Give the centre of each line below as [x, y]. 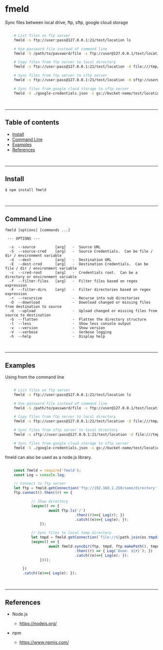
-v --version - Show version [57, 328]
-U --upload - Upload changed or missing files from [83, 311]
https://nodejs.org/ [38, 624]
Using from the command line [35, 377]
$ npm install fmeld [26, 190]
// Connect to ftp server [40, 484]
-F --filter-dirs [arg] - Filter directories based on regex [80, 290]
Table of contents [32, 123]
